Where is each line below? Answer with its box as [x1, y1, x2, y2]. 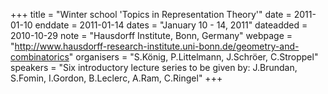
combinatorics [10, 51, 70, 63]
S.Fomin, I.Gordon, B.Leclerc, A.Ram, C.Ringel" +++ [10, 72, 223, 84]
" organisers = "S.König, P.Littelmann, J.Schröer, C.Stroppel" [68, 51, 319, 63]
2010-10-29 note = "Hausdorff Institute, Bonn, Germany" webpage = [10, 30, 293, 41]
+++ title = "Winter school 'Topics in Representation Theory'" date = [10, 9, 292, 20]
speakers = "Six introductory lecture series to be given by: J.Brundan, [10, 62, 298, 73]
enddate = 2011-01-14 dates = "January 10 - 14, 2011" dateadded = [34, 19, 308, 31]
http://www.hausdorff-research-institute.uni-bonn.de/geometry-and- [14, 40, 300, 52]
